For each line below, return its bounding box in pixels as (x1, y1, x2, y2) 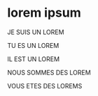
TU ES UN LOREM (7, 41, 59, 49)
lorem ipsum (7, 5, 82, 21)
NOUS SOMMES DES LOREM (7, 68, 91, 77)
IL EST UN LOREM (7, 54, 60, 63)
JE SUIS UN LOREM (7, 28, 64, 36)
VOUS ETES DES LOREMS (7, 81, 83, 90)
